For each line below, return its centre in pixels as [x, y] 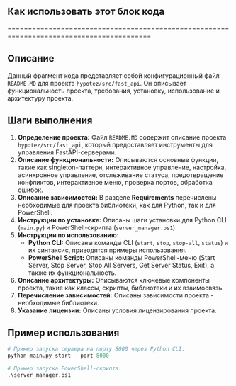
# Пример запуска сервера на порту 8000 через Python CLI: [96, 349]
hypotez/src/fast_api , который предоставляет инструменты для [115, 145]
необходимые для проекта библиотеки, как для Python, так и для [117, 205]
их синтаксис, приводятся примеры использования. [107, 250]
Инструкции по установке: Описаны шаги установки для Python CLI [122, 220]
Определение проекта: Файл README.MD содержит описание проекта [122, 137]
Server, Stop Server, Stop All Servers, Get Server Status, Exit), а [121, 266]
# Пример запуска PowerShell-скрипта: [64, 368]
